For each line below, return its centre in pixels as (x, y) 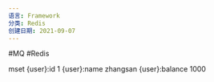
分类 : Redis (27, 23)
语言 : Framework (34, 16)
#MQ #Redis (29, 54)
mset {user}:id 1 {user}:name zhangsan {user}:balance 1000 (107, 69)
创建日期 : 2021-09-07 (42, 31)
